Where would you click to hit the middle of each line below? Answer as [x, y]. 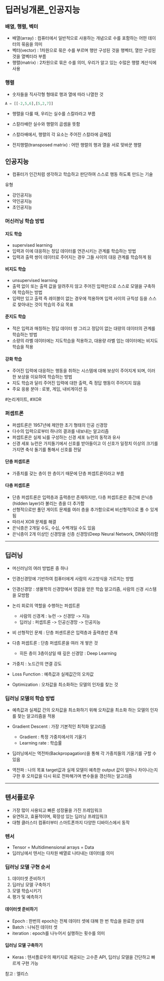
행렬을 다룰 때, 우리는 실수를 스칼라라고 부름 [54, 114]
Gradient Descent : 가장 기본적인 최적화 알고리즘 [59, 726]
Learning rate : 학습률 [41, 743]
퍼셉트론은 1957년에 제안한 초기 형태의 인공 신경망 [60, 425]
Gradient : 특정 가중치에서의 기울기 [53, 737]
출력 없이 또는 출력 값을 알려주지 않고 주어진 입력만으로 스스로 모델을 [77, 286]
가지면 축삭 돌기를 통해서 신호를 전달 [47, 449]
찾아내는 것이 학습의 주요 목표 [45, 304]
